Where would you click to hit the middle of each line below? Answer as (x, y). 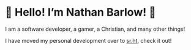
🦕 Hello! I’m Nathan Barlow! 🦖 (81, 12)
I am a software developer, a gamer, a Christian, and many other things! (95, 29)
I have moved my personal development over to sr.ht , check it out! (88, 40)
